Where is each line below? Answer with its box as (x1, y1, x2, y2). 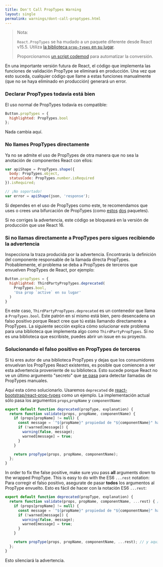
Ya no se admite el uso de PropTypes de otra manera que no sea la (5, 152, 139, 158)
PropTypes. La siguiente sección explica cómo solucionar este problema (5, 323, 149, 329)
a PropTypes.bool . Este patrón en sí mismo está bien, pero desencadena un (5, 313, 155, 319)
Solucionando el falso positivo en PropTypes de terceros (5, 346, 141, 353)
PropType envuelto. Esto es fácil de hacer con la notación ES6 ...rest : (5, 485, 147, 491)
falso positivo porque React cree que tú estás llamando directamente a (5, 318, 147, 324)
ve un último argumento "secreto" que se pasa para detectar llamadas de (5, 372, 152, 378)
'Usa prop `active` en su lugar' (14, 290, 81, 295)
